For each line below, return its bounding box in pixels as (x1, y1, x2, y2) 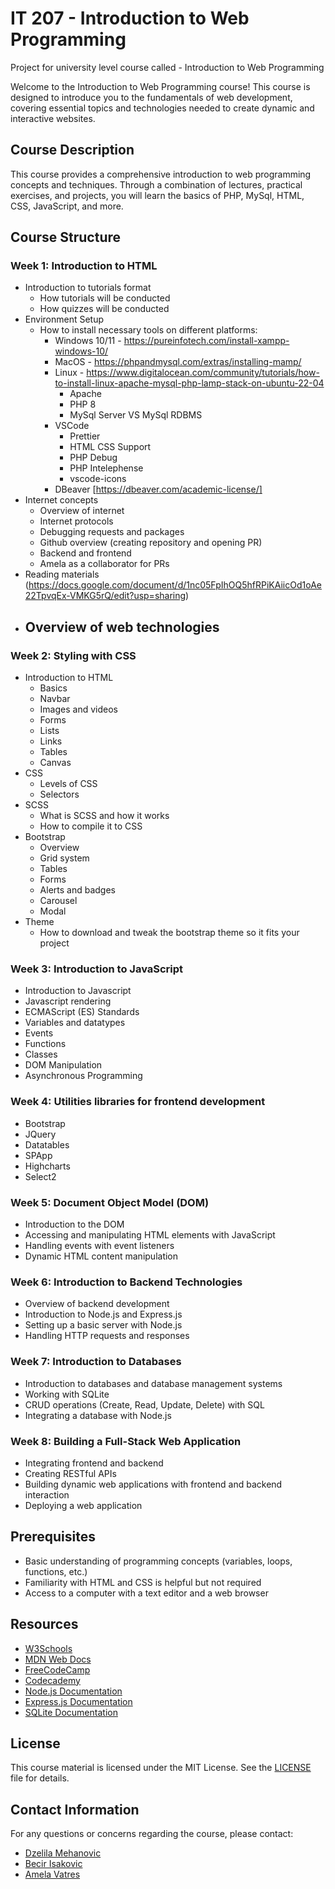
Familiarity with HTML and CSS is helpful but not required (24, 1576, 262, 1588)
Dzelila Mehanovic (24, 1847, 102, 1859)
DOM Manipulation (24, 1059, 103, 1071)
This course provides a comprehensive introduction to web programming (10, 168, 312, 180)
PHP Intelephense (69, 462, 144, 474)
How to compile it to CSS (39, 820, 143, 832)
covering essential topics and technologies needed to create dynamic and (10, 102, 315, 114)
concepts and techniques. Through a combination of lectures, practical (10, 178, 303, 191)
